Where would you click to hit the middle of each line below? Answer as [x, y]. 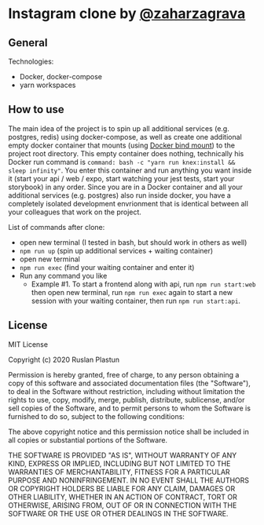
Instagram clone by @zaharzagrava [127, 14]
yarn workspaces [48, 85]
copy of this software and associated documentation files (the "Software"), [130, 383]
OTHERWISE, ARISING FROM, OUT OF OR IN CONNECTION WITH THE [123, 505]
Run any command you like [63, 275]
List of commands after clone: [57, 227]
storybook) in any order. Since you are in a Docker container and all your [126, 187]
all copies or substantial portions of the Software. [88, 439]
